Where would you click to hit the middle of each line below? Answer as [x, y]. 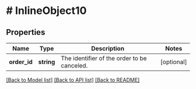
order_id [21, 62]
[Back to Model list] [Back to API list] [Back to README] [73, 80]
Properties [26, 32]
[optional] [174, 62]
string [47, 62]
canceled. [74, 65]
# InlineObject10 [46, 11]
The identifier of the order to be [104, 58]
